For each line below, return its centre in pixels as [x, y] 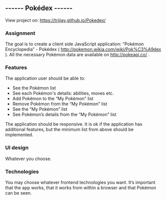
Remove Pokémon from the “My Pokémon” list [60, 104]
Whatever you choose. [28, 159]
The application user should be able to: [45, 78]
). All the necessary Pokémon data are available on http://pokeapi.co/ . [78, 55]
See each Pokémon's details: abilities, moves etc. [63, 93]
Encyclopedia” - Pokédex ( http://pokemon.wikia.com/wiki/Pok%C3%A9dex [83, 49]
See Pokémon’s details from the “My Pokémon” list [64, 115]
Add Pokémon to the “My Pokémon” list [53, 99]
